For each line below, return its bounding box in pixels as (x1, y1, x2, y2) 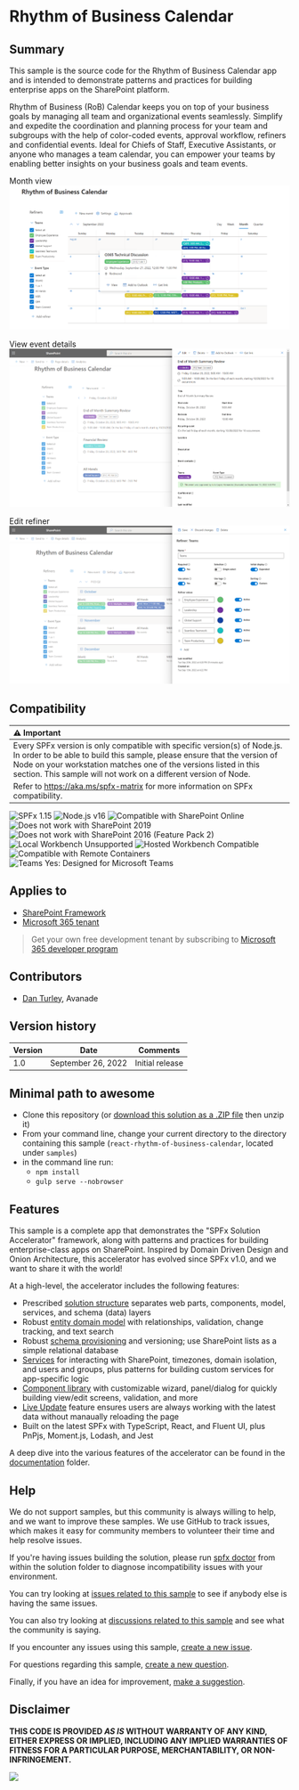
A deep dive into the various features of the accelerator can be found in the (9, 1448, 286, 1459)
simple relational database (21, 1345, 119, 1356)
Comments (138, 1044, 181, 1055)
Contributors (9, 969, 83, 985)
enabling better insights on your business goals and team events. (9, 159, 248, 168)
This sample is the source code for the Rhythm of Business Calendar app (9, 65, 278, 76)
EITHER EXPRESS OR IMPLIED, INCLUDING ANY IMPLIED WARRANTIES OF (9, 1735, 288, 1745)
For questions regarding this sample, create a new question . (9, 1659, 230, 1670)
